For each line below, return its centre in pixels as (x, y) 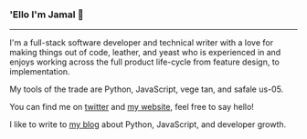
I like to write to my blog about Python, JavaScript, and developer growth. (148, 124)
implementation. (40, 72)
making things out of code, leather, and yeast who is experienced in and (145, 53)
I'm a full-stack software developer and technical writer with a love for (142, 43)
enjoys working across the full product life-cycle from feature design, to (145, 62)
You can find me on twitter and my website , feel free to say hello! (132, 107)
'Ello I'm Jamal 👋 (47, 15)
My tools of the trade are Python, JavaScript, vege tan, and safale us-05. (147, 89)
